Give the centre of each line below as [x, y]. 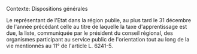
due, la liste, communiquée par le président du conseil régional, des [90, 33]
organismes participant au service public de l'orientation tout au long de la [98, 39]
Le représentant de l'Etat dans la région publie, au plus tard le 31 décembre [99, 20]
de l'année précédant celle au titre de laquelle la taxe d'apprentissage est [97, 27]
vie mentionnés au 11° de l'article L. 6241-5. [60, 46]
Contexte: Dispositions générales [47, 9]
